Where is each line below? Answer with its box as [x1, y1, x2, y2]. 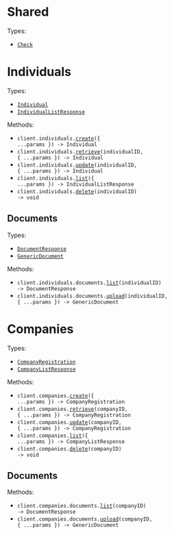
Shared [7, 4, 49, 20]
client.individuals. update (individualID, [16, 162, 138, 169]
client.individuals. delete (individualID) [16, 188, 138, 195]
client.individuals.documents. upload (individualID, [16, 293, 168, 299]
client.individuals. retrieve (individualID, [16, 148, 144, 155]
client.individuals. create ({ [16, 135, 101, 142]
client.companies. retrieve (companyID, [16, 406, 128, 412]
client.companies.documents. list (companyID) [16, 503, 147, 510]
